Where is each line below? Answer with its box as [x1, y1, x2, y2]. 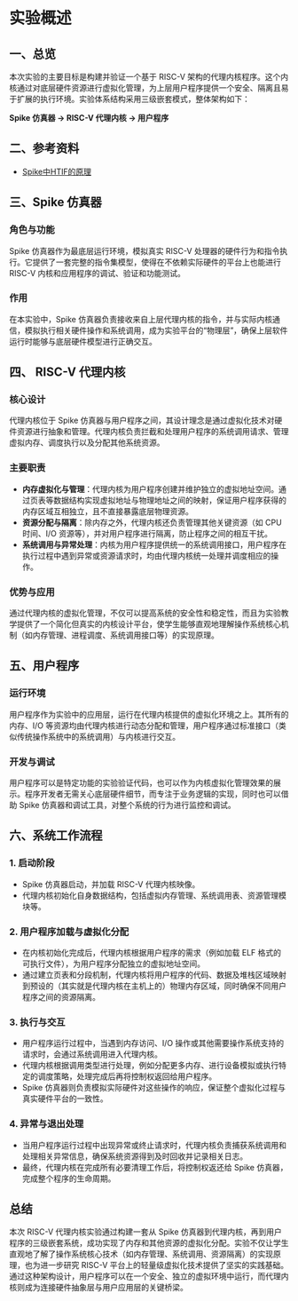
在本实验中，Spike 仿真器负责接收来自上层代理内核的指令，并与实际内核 [9, 313, 273, 324]
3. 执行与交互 [9, 1016, 66, 1028]
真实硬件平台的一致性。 [21, 1093, 108, 1104]
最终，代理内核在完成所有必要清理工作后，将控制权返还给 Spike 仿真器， [21, 1162, 288, 1172]
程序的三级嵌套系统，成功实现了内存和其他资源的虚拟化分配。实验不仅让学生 [9, 1238, 289, 1249]
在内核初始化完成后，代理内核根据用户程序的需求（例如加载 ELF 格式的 [21, 948, 282, 958]
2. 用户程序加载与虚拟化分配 [9, 925, 129, 938]
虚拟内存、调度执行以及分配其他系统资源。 [9, 437, 165, 448]
